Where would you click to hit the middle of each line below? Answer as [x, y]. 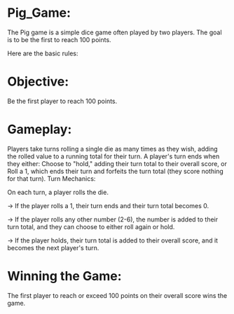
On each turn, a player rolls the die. [58, 192]
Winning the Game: [64, 276]
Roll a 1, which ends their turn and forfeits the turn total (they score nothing [116, 171]
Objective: [38, 82]
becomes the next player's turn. [53, 247]
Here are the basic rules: [43, 53]
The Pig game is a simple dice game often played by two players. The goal [115, 32]
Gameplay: [40, 129]
